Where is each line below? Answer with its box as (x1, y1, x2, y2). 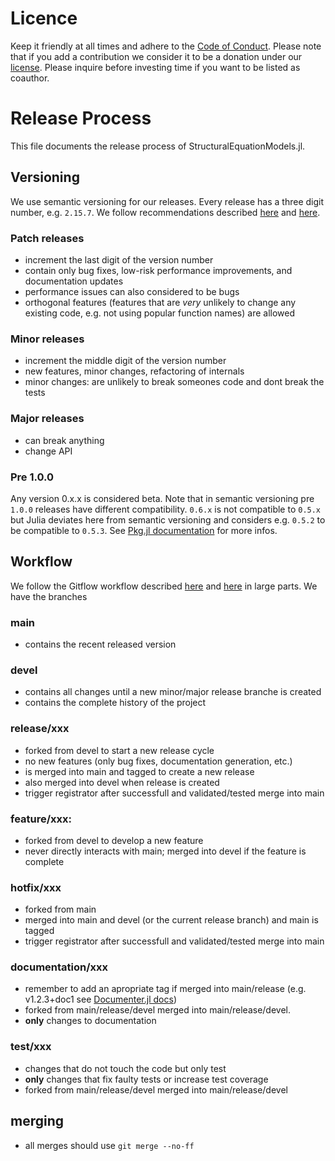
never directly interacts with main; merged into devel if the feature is (24, 845, 307, 857)
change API (24, 445, 73, 457)
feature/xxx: (10, 812, 73, 826)
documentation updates (24, 275, 124, 287)
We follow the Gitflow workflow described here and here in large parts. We (10, 580, 318, 592)
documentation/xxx (10, 960, 109, 974)
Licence (10, 7, 78, 30)
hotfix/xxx (10, 880, 62, 894)
